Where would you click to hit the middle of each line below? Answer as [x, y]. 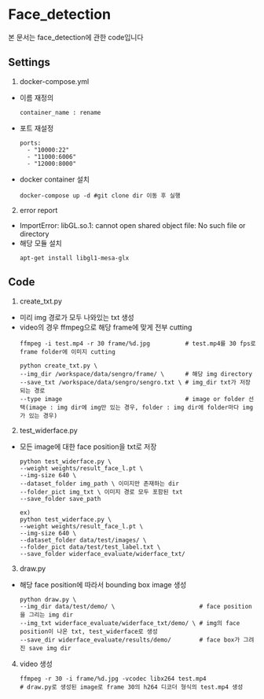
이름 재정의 [37, 97]
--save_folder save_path [60, 498]
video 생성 [36, 664]
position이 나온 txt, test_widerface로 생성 [89, 631]
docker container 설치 [55, 179]
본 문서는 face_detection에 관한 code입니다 [76, 37]
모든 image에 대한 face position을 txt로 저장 [88, 447]
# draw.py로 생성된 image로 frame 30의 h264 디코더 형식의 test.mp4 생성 [131, 687]
